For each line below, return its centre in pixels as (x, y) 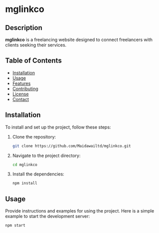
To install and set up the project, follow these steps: (58, 127)
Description (24, 28)
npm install (25, 183)
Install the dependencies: (38, 174)
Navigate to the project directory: (46, 155)
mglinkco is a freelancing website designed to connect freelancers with (79, 39)
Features (21, 83)
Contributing (25, 88)
